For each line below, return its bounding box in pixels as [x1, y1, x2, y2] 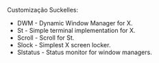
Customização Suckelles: [7, 6, 79, 14]
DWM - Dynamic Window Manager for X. [16, 19, 133, 27]
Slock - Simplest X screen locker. [16, 41, 111, 49]
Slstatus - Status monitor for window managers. [16, 48, 152, 56]
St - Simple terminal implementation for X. [16, 27, 136, 34]
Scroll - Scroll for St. [16, 34, 75, 42]
